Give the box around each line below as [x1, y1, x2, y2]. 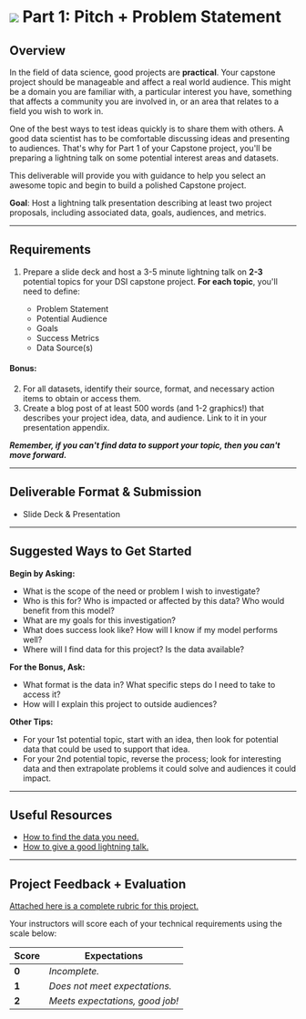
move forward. [9, 450, 67, 461]
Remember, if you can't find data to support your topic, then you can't [9, 440, 280, 451]
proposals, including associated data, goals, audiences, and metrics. [9, 207, 267, 218]
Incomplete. [48, 965, 100, 978]
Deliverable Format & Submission [9, 484, 202, 500]
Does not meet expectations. [48, 980, 172, 993]
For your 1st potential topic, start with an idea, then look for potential [22, 733, 280, 744]
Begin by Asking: [9, 567, 76, 578]
